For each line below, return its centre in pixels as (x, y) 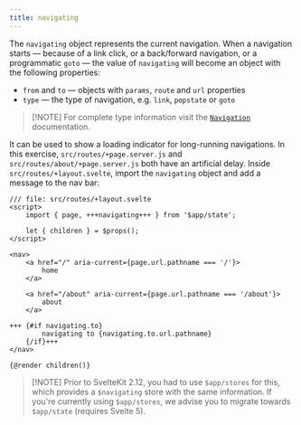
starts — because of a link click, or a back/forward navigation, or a (133, 53)
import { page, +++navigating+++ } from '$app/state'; (131, 215)
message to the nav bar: (55, 183)
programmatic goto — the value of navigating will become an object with (145, 62)
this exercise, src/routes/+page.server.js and (96, 154)
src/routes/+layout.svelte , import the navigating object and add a (135, 173)
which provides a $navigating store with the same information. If (152, 392)
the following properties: (55, 72)
